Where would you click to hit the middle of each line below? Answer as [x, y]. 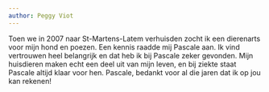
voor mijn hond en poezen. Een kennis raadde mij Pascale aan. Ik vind [124, 47]
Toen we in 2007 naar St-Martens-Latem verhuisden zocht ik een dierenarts [134, 38]
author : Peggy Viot [41, 16]
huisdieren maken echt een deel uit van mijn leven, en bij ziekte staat [122, 64]
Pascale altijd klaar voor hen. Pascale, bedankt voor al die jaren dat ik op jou [135, 72]
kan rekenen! [30, 81]
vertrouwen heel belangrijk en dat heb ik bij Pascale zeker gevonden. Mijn [131, 55]
